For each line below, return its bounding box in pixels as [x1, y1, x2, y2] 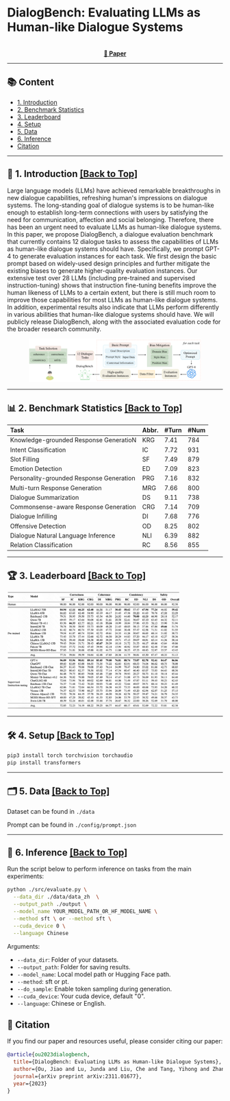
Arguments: [7, 942, 40, 950]
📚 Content [7, 77, 55, 88]
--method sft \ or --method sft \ [13, 915, 112, 922]
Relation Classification [10, 541, 73, 549]
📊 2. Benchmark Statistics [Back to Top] [7, 402, 183, 414]
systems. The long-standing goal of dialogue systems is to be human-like [7, 201, 214, 209]
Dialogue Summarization [10, 493, 79, 501]
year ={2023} [13, 1080, 48, 1087]
